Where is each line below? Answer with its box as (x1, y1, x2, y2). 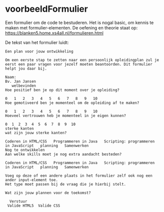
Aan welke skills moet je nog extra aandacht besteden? (5, 152, 122, 157)
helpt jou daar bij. (5, 66, 48, 71)
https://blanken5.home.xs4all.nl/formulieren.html (5, 30, 104, 36)
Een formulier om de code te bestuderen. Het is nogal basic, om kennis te (5, 20, 154, 25)
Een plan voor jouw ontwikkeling (5, 49, 74, 54)
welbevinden (11, 83, 36, 88)
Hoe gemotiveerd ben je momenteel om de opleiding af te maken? (5, 100, 139, 105)
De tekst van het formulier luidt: (5, 39, 69, 45)
